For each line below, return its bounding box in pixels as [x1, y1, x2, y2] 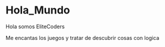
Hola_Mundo [5, 4, 70, 17]
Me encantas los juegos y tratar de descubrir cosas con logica [5, 34, 160, 41]
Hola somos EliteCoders [5, 23, 65, 30]
